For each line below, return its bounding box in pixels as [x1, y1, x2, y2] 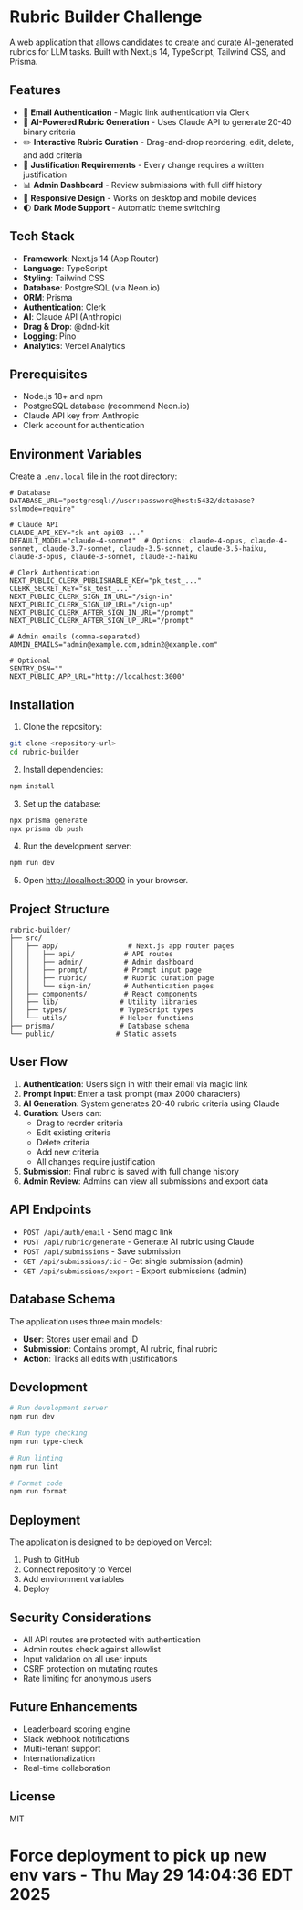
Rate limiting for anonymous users [22, 1673, 151, 1683]
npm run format [9, 1487, 68, 1496]
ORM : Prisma [22, 291, 73, 302]
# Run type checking [9, 1429, 89, 1438]
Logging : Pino [22, 331, 77, 342]
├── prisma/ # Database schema [9, 1021, 190, 1031]
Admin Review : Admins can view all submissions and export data [22, 1176, 269, 1187]
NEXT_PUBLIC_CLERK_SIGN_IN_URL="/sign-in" [9, 592, 173, 602]
